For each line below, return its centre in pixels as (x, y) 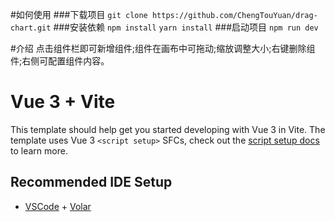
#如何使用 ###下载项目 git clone (79, 14)
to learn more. (39, 150)
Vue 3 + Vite (63, 102)
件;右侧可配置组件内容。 (60, 61)
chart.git (31, 28)
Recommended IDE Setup (91, 182)
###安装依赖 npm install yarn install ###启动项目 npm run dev (186, 27)
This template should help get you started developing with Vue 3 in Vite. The (168, 129)
